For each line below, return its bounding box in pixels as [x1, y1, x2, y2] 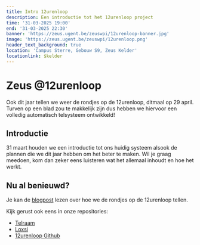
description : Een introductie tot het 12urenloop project [6, 14, 153, 20]
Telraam [14, 219, 35, 227]
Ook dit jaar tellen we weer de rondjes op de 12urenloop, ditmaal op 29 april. [6, 98, 194, 106]
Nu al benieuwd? [6, 180, 70, 191]
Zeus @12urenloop [6, 79, 102, 92]
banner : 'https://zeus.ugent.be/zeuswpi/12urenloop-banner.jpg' [6, 31, 170, 37]
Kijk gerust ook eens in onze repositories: [6, 208, 109, 215]
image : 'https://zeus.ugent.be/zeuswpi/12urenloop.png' [6, 36, 148, 42]
